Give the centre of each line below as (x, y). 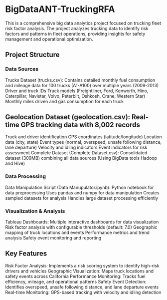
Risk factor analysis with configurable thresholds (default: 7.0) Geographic (81, 227)
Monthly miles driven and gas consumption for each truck (65, 101)
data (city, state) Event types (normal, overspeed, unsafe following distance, (83, 142)
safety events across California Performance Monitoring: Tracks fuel (75, 276)
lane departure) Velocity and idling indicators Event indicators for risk (76, 147)
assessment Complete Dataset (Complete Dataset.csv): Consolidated (76, 153)
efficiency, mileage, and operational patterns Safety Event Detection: (76, 281)
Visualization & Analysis (35, 211)
